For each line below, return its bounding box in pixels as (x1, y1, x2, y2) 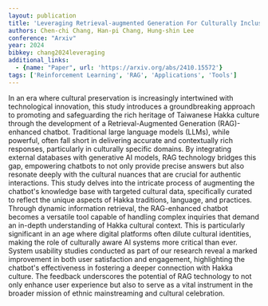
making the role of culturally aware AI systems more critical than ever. (8, 237, 238, 247)
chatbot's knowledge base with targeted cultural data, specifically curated (8, 186, 253, 196)
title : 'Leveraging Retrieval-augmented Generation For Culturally (8, 19, 238, 27)
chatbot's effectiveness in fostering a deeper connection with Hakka (8, 263, 234, 272)
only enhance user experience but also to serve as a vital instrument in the (8, 280, 254, 289)
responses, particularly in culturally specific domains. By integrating (8, 144, 232, 153)
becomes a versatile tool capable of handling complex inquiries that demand (8, 212, 259, 221)
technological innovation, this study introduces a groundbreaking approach (8, 101, 255, 111)
